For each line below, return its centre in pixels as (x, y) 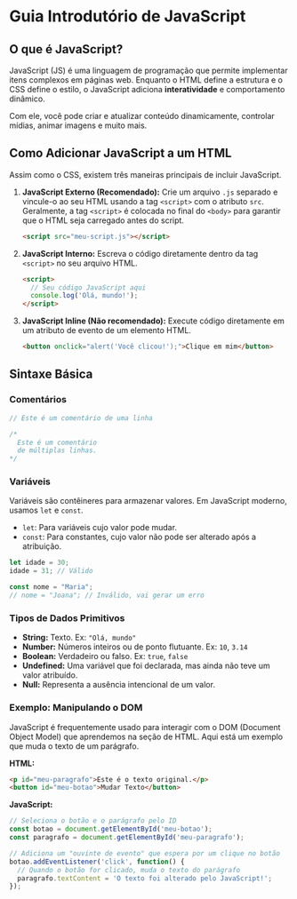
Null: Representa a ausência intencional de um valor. (119, 685)
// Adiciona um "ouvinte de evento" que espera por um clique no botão (144, 853)
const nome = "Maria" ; (51, 587)
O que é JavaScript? (66, 49)
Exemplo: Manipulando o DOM (76, 708)
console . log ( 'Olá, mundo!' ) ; (84, 296)
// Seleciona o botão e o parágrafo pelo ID (93, 821)
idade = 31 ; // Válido (51, 571)
